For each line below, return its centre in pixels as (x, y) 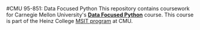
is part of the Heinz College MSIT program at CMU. (70, 21)
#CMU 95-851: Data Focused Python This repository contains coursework (98, 9)
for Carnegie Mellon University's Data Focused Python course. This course (100, 15)
